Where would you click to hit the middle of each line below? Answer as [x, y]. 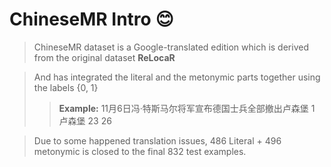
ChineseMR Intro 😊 [91, 19]
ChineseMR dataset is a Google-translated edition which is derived [171, 47]
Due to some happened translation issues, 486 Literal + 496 [157, 140]
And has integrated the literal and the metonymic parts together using [177, 77]
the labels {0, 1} [66, 87]
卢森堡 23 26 [85, 120]
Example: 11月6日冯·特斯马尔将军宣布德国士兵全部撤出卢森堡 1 [187, 108]
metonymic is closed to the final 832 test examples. [140, 151]
